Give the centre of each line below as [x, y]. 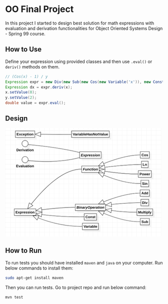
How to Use [23, 49]
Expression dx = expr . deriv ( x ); [39, 87]
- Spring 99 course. [25, 33]
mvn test [14, 297]
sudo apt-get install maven [34, 278]
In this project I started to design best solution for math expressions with [79, 23]
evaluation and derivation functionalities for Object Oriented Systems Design [84, 28]
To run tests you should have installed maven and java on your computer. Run [84, 262]
